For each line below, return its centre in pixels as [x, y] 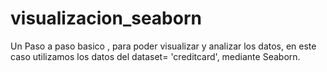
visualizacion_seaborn [106, 18]
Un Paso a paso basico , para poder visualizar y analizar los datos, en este [163, 46]
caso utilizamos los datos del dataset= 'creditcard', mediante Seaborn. [155, 56]
